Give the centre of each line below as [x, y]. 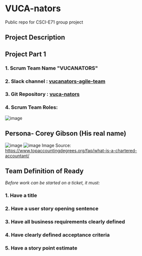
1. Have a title [21, 195]
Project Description [35, 37]
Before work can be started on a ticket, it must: [52, 183]
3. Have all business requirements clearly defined [65, 222]
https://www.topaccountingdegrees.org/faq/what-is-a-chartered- [71, 150]
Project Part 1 [26, 54]
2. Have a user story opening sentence [52, 209]
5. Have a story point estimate [41, 248]
